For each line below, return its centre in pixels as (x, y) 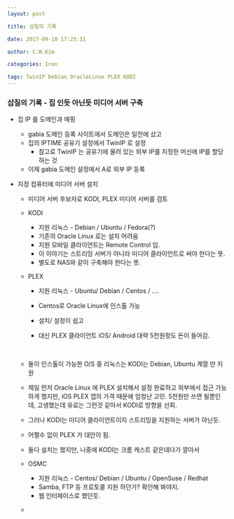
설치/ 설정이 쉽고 (61, 321)
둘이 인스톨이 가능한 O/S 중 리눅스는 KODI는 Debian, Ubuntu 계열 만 (122, 364)
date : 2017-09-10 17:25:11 (47, 39)
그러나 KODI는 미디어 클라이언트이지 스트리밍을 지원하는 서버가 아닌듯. (124, 420)
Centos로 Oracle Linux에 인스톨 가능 (89, 306)
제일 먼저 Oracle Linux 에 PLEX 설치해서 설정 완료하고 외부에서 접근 (121, 388)
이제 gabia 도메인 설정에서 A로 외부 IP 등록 (87, 169)
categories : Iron (33, 64)
